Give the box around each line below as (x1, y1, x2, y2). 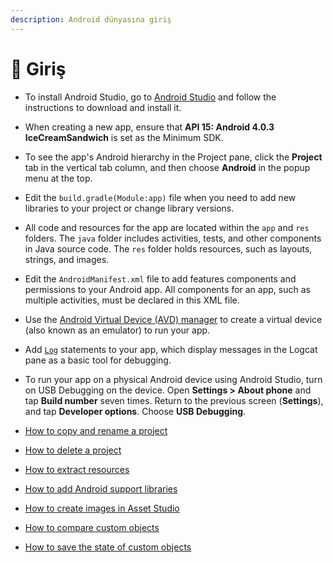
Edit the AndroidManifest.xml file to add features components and (24, 272, 297, 285)
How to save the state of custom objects (24, 541, 192, 553)
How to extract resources (24, 463, 130, 475)
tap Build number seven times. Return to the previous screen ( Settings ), (24, 394, 324, 406)
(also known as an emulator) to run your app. (24, 324, 211, 336)
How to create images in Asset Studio (24, 502, 180, 514)
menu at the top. (24, 172, 93, 184)
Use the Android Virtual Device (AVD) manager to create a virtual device (24, 313, 323, 325)
